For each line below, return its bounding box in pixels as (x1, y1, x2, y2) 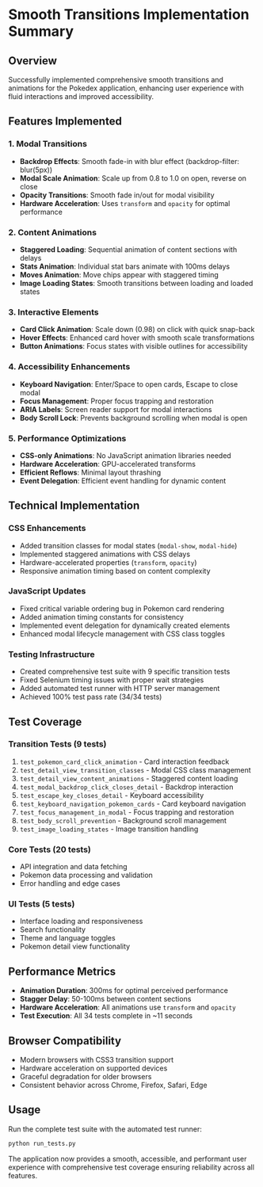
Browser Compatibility (8, 1034, 121, 1048)
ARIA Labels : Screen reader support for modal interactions (19, 404, 212, 414)
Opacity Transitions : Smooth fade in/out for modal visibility (19, 190, 215, 200)
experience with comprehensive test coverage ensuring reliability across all (8, 1162, 255, 1172)
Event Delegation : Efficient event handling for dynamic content (19, 475, 227, 485)
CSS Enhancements (8, 523, 86, 534)
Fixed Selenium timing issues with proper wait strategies (19, 675, 204, 685)
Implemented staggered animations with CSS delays (19, 549, 191, 559)
